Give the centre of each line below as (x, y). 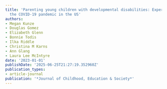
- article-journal (24, 74)
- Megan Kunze (20, 23)
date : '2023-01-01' (25, 60)
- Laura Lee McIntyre (28, 56)
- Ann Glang (17, 51)
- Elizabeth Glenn (24, 33)
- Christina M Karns (27, 46)
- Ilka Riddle (20, 42)
